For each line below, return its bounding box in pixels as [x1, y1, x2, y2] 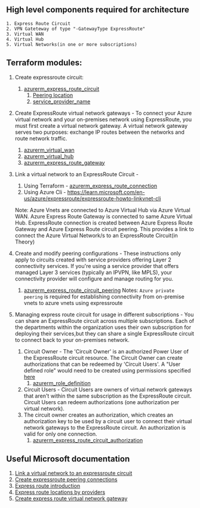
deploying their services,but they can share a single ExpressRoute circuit [14, 330, 195, 337]
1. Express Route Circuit [6, 20, 70, 26]
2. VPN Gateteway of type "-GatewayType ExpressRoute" [6, 26, 146, 32]
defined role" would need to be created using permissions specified [23, 367, 191, 374]
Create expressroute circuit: [14, 73, 84, 81]
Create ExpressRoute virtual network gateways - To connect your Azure [14, 109, 192, 116]
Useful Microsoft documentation [6, 454, 130, 464]
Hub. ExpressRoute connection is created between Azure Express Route [14, 219, 193, 226]
